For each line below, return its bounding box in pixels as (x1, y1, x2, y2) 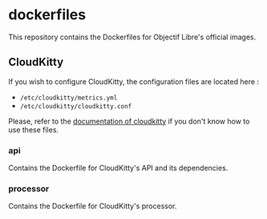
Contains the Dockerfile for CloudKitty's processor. (8, 201, 177, 211)
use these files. (8, 124, 59, 134)
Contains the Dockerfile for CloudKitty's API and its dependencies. (8, 163, 229, 173)
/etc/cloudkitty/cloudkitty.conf (19, 102, 132, 110)
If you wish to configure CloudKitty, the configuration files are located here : (8, 76, 259, 86)
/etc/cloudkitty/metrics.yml (19, 94, 118, 102)
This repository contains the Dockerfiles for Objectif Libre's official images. (8, 32, 257, 42)
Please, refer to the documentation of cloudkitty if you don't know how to (8, 116, 250, 126)
